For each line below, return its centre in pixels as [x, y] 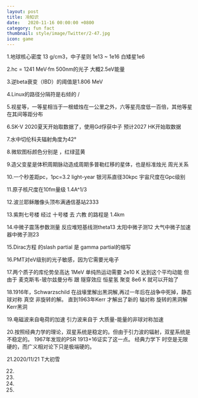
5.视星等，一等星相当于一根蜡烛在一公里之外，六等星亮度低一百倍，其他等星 [100, 107]
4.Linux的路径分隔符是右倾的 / [43, 94]
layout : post [23, 12]
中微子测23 [25, 234]
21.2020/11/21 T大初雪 [33, 359]
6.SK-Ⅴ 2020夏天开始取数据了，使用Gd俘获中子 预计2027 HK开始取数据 [94, 127]
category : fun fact [31, 28]
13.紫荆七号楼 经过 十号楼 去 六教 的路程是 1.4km [66, 214]
